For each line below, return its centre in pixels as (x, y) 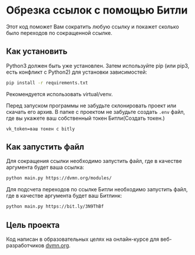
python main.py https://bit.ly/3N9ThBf (55, 207)
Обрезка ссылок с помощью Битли (97, 10)
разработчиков (25, 245)
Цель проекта (33, 225)
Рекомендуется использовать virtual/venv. (60, 94)
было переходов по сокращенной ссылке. (59, 32)
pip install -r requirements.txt (47, 83)
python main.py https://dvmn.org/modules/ (59, 178)
